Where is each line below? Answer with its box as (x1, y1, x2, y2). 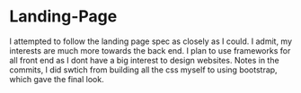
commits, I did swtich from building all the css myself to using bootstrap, (9, 64, 278, 75)
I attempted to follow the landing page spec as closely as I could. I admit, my (9, 36, 293, 46)
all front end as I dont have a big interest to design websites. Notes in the (9, 55, 280, 65)
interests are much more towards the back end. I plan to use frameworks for (9, 45, 291, 55)
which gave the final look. (9, 73, 105, 84)
